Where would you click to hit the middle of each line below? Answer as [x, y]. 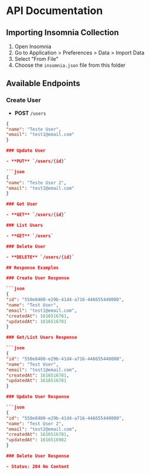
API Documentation [54, 11]
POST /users [30, 113]
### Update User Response [37, 397]
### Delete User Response [37, 456]
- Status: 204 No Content [37, 466]
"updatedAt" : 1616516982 [36, 440]
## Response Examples [33, 268]
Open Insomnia [33, 46]
